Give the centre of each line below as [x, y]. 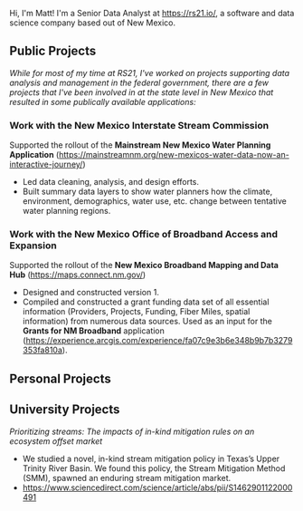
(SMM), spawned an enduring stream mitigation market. [127, 477]
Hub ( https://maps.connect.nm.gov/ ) [78, 275]
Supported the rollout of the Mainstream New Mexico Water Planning [140, 145]
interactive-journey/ [46, 164]
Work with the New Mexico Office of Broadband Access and [144, 235]
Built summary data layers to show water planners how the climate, [147, 192]
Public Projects [53, 51]
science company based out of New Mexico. [93, 23]
